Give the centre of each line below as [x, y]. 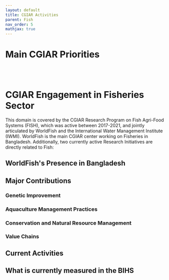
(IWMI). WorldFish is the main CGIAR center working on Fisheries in [77, 136]
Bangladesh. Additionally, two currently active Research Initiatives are [79, 142]
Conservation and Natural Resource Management [69, 223]
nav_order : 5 [19, 24]
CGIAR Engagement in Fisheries [75, 95]
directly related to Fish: [30, 147]
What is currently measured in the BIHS [70, 271]
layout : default [23, 10]
